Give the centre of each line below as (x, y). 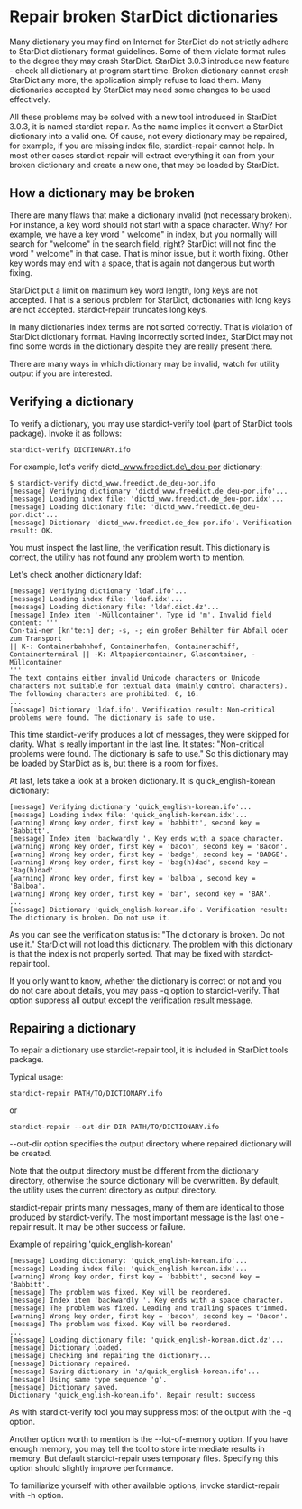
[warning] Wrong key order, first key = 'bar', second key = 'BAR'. (141, 894)
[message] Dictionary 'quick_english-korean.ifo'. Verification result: (149, 910)
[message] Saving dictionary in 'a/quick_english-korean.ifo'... (134, 1372)
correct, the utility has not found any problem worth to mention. (127, 557)
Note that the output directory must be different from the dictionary (134, 1171)
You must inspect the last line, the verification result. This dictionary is (140, 547)
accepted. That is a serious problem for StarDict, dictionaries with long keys (150, 299)
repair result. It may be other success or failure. (98, 1227)
